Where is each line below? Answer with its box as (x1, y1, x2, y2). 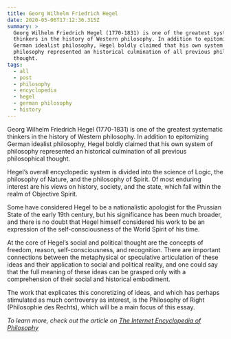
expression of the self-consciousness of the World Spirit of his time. (7, 225, 200, 233)
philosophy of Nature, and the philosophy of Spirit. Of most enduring (7, 175, 201, 183)
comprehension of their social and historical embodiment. (7, 275, 170, 283)
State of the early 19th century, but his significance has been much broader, (7, 210, 222, 218)
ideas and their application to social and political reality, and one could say (7, 260, 218, 269)
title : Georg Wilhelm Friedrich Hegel (7, 10, 118, 17)
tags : (7, 61, 23, 68)
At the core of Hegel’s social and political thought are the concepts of (7, 238, 204, 247)
